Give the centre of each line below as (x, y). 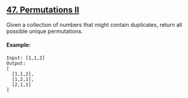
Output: (16, 63)
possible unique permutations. (45, 31)
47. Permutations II (43, 10)
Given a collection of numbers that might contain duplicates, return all (94, 24)
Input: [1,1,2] (26, 58)
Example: (19, 45)
